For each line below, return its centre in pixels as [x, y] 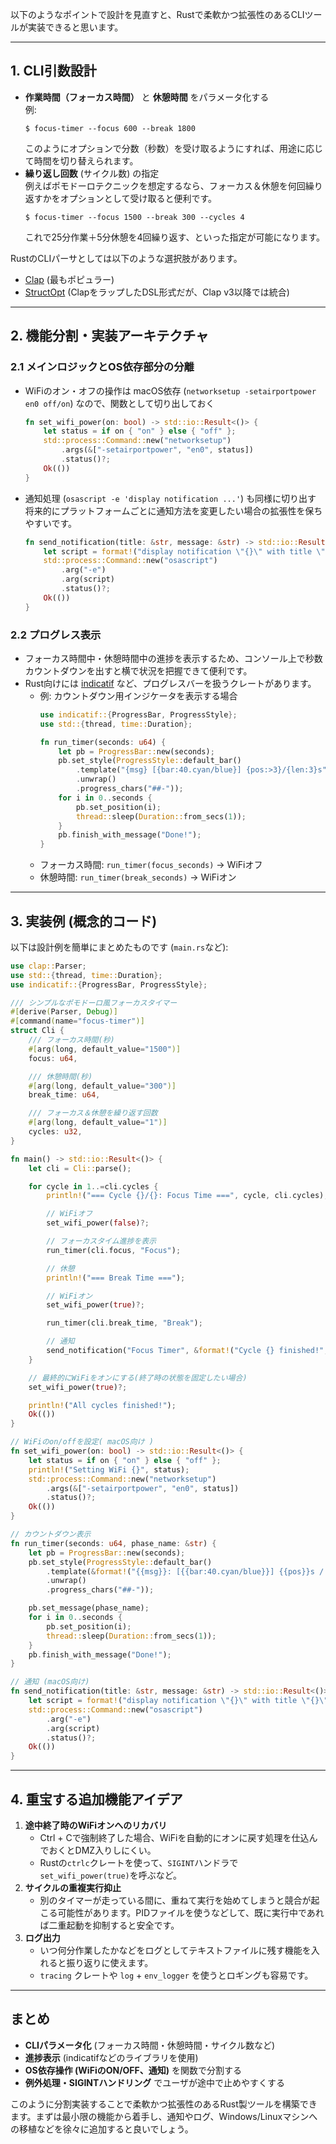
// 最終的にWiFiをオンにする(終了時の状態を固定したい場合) [138, 1378]
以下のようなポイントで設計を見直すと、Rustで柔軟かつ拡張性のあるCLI [157, 14]
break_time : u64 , [64, 1095]
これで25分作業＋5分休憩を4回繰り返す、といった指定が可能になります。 [175, 237]
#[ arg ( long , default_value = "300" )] [102, 1086]
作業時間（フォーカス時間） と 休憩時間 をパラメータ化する [147, 97]
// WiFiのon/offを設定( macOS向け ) [82, 1442]
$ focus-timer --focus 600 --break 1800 [110, 128]
